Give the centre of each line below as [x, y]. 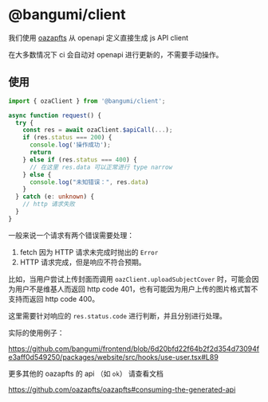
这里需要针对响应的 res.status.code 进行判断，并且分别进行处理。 [118, 315]
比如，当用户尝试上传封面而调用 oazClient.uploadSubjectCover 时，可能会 [130, 279]
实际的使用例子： [36, 333]
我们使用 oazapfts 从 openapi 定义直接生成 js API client [99, 37]
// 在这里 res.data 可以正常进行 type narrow [101, 167]
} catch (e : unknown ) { [55, 197]
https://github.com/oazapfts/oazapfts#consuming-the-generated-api [122, 389]
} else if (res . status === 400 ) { [80, 160]
